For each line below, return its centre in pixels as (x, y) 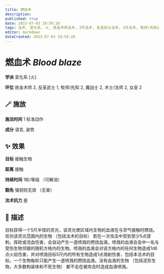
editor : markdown (23, 32)
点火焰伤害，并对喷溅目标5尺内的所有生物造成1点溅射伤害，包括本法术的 (78, 254)
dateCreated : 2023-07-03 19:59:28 (40, 37)
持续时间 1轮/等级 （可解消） (34, 180)
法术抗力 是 (16, 200)
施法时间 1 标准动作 (24, 119)
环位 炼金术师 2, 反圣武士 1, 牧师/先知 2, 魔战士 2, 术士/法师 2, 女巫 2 (73, 87)
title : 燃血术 (18, 10)
